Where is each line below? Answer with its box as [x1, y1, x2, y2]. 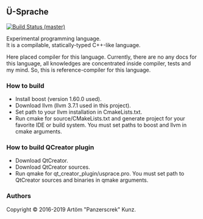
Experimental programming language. [6, 35, 101, 42]
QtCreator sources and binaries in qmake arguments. [15, 176, 149, 184]
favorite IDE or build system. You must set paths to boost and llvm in [15, 121, 187, 129]
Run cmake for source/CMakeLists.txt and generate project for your [15, 115, 185, 122]
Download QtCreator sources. [15, 163, 90, 171]
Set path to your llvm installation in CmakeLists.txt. [15, 108, 142, 116]
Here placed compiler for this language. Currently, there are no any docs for [6, 53, 197, 61]
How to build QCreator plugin [6, 143, 94, 152]
